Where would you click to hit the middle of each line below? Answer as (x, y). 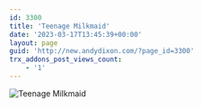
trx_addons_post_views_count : (66, 59)
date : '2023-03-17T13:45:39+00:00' (76, 34)
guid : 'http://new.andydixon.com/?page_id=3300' (102, 51)
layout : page (34, 43)
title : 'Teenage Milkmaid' (60, 26)
